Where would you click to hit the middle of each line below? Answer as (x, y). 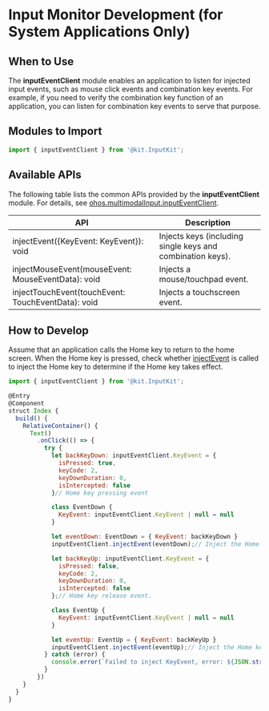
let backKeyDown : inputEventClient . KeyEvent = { (134, 456)
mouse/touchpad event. (204, 279)
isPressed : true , (87, 463)
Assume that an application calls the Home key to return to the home (121, 349)
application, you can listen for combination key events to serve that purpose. (134, 106)
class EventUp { (78, 611)
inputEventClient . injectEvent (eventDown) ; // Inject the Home (155, 544)
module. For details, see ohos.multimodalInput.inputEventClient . (114, 203)
